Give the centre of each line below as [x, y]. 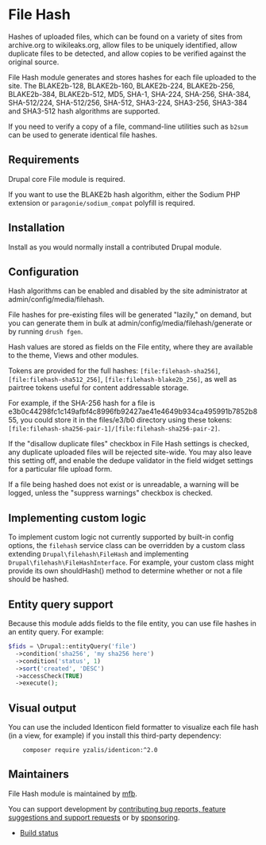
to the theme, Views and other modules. [73, 356]
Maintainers [39, 775]
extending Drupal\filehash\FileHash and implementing [98, 554]
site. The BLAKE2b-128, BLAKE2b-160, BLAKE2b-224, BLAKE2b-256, [122, 86]
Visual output [42, 708]
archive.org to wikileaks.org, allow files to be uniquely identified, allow [123, 44]
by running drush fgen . [46, 332]
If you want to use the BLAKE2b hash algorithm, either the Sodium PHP [124, 194]
